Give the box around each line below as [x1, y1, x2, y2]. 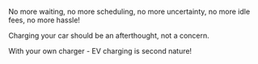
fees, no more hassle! [8, 15, 81, 25]
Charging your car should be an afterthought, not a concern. [8, 31, 210, 40]
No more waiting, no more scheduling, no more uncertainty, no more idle [8, 7, 251, 16]
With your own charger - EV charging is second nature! [8, 46, 192, 55]
